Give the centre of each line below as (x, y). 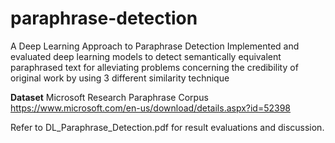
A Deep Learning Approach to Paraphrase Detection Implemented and (155, 46)
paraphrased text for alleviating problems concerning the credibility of (154, 67)
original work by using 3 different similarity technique (120, 78)
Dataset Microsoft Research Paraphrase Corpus (109, 97)
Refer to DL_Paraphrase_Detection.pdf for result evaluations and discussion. (167, 127)
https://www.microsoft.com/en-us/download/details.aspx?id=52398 (151, 108)
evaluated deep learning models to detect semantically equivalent (146, 56)
